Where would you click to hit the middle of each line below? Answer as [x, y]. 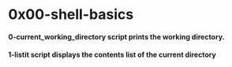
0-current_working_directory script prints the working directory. [116, 36]
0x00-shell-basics [71, 15]
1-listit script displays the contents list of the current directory [112, 55]
